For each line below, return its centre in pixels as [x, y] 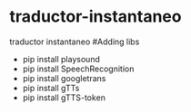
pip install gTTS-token [64, 98]
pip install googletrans [64, 78]
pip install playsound [61, 59]
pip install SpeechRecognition [78, 69]
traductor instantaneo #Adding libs [75, 42]
